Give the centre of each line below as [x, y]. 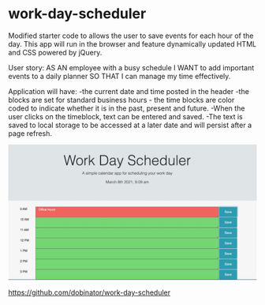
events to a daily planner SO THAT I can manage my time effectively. [119, 76]
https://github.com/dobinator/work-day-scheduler [90, 292]
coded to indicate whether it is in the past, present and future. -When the [127, 108]
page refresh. [30, 133]
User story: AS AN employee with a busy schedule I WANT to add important [131, 67]
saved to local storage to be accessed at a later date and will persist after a [130, 125]
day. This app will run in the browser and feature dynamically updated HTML [132, 43]
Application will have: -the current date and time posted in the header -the [129, 91]
